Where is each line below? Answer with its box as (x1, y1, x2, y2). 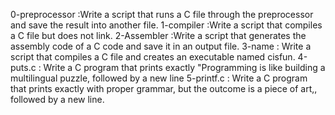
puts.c (10, 62, 37, 73)
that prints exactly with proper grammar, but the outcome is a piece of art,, (10, 83, 318, 94)
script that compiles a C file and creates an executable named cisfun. (10, 51, 296, 63)
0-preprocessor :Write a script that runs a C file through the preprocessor (10, 9, 314, 20)
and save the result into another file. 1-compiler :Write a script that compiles (10, 19, 323, 31)
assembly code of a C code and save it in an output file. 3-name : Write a (10, 40, 312, 52)
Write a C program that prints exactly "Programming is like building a (43, 62, 326, 73)
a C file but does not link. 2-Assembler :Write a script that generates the (10, 30, 307, 41)
